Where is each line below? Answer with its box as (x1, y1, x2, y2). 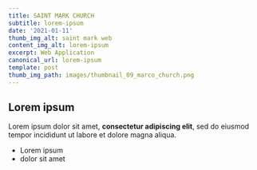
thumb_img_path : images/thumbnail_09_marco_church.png (8, 71, 195, 79)
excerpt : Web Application (8, 49, 94, 57)
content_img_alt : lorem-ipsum (8, 42, 109, 49)
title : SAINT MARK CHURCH (8, 11, 94, 20)
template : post (8, 64, 59, 72)
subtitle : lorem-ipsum (8, 19, 84, 27)
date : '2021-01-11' (8, 26, 73, 34)
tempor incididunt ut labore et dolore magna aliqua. (8, 130, 177, 140)
